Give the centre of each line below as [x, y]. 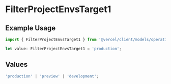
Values [17, 65]
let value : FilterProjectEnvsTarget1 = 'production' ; [64, 49]
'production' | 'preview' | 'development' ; [52, 76]
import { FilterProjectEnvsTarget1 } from [51, 39]
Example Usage [31, 28]
